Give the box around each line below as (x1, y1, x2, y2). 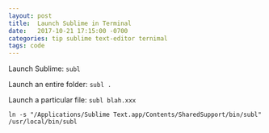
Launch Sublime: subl (8, 64, 81, 73)
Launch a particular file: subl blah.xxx (8, 95, 137, 105)
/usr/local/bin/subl (8, 118, 78, 126)
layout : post (8, 11, 53, 20)
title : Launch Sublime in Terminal (8, 19, 132, 27)
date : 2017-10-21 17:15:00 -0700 (8, 27, 128, 35)
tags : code (8, 42, 45, 50)
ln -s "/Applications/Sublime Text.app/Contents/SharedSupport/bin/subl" (8, 110, 263, 119)
